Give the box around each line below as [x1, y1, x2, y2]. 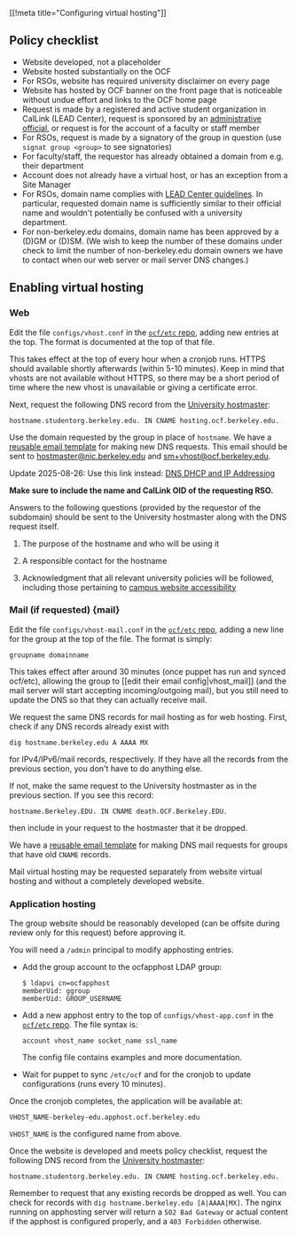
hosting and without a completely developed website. [9, 875, 205, 886]
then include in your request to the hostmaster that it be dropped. [9, 822, 248, 832]
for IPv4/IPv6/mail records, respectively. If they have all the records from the [9, 754, 289, 764]
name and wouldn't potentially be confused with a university [21, 207, 243, 218]
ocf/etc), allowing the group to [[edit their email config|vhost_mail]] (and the [9, 676, 286, 686]
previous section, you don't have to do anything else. [9, 762, 203, 774]
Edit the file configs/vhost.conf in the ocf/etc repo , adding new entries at [9, 327, 279, 338]
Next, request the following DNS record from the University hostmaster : [9, 399, 270, 410]
